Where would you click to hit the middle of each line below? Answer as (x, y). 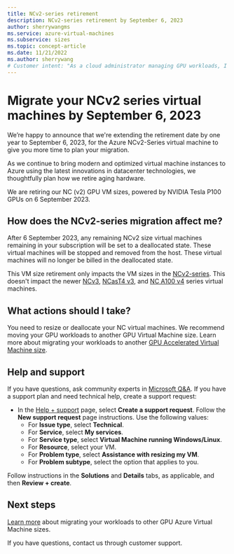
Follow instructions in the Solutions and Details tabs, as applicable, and (111, 476)
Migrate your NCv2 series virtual (104, 101)
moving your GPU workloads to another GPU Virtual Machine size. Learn (112, 335)
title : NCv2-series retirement (53, 14)
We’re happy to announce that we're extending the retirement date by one (114, 134)
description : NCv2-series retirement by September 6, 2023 (95, 20)
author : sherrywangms (39, 27)
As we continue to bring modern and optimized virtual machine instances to (117, 163)
